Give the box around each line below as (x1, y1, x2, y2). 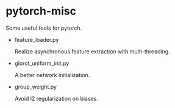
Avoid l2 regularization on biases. (14, 95, 98, 102)
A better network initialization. (14, 71, 90, 78)
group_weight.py (14, 83, 57, 90)
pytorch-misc (5, 4, 77, 18)
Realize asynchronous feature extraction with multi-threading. (14, 47, 170, 55)
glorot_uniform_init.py (14, 59, 70, 67)
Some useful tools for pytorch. (5, 24, 82, 32)
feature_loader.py (14, 36, 59, 43)
